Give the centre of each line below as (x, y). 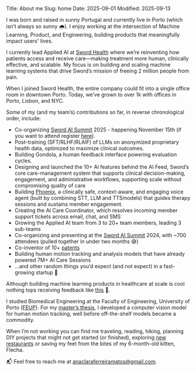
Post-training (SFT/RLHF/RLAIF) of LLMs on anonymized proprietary (97, 142)
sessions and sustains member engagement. (68, 204)
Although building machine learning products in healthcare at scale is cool (96, 284)
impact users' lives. (30, 41)
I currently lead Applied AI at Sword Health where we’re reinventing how (93, 52)
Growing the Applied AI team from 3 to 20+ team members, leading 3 (98, 223)
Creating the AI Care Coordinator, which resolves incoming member (96, 210)
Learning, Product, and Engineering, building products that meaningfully (93, 35)
